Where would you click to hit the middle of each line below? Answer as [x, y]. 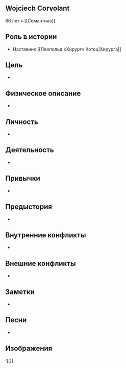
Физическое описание [43, 93]
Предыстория [29, 207]
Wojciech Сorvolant [37, 8]
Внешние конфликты [41, 263]
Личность [22, 122]
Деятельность [30, 150]
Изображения [29, 348]
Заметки [20, 292]
